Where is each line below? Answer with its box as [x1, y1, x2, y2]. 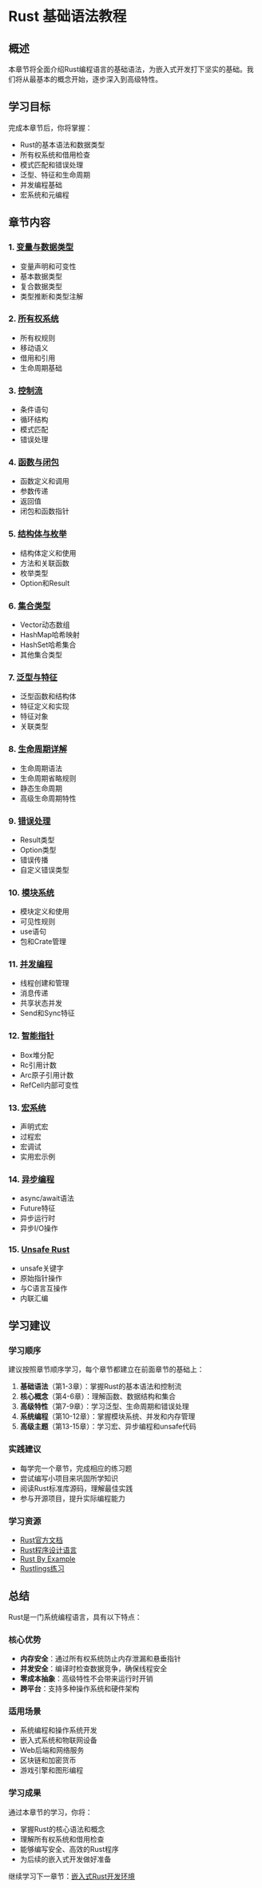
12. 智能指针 [8, 1030, 54, 1042]
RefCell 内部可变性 [19, 1080, 80, 1090]
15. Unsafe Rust [8, 1244, 70, 1255]
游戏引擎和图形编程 [19, 1765, 84, 1775]
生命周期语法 [19, 763, 62, 773]
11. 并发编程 [8, 958, 54, 970]
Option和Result [19, 578, 70, 588]
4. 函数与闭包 [8, 457, 60, 468]
